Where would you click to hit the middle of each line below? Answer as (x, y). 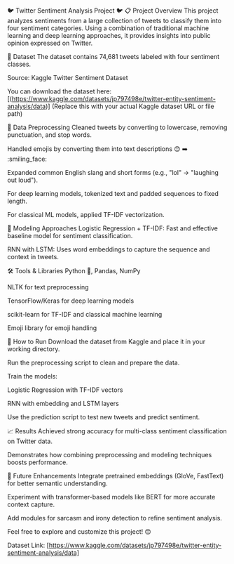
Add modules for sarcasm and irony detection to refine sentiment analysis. (115, 518)
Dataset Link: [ (28, 545)
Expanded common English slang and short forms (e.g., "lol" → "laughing (113, 172)
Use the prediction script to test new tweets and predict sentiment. (104, 417)
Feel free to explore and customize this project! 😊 (80, 532)
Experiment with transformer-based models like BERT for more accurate (111, 497)
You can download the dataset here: (60, 91)
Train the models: (33, 376)
